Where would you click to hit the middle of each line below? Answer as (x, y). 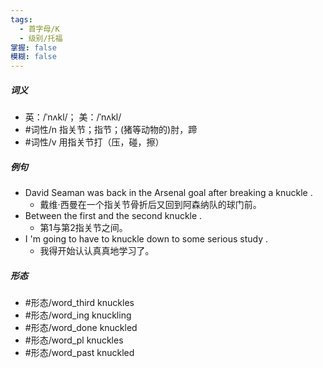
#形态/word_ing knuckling (78, 315)
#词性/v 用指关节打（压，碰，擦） (94, 142)
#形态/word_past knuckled (79, 353)
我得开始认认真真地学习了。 (97, 251)
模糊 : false (33, 57)
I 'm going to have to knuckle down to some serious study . (146, 239)
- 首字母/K (39, 29)
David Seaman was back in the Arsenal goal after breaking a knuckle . (168, 193)
